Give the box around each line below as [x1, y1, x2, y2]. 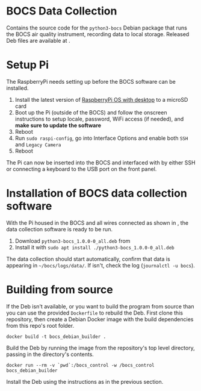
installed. [6, 84, 29, 92]
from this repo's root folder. [6, 322, 74, 329]
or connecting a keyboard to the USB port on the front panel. [6, 165, 157, 172]
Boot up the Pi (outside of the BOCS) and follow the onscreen [14, 108, 167, 116]
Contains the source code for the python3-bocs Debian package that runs [6, 24, 188, 31]
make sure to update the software [14, 122, 101, 129]
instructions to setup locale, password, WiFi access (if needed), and [14, 115, 184, 122]
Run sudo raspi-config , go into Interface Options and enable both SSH [14, 134, 188, 142]
